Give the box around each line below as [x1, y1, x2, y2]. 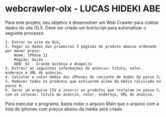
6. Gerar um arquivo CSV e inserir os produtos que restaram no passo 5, [5, 88, 162, 93]
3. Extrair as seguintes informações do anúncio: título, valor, [5, 66, 143, 71]
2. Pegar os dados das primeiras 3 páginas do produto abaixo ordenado [5, 44, 157, 49]
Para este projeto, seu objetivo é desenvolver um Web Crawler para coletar [5, 19, 159, 25]
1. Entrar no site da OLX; [5, 39, 61, 45]
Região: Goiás [14, 57, 43, 62]
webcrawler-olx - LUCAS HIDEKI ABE [5, 3, 161, 14]
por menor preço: [5, 48, 41, 53]
